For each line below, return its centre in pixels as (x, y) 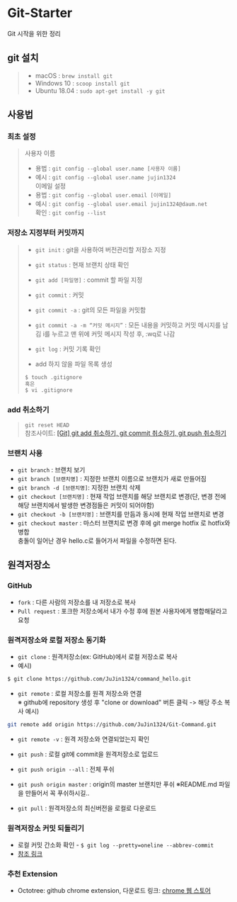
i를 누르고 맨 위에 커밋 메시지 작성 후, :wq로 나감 (109, 334)
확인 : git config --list (70, 213)
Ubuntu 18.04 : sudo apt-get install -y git (100, 91)
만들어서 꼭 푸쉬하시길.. (57, 793)
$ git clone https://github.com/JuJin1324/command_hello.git (99, 679)
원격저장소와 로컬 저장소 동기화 (57, 640)
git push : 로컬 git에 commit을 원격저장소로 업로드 (88, 754)
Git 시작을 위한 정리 (34, 33)
